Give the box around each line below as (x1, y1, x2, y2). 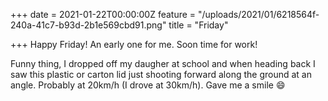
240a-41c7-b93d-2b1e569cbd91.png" (10, 19, 167, 31)
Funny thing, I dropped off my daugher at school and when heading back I (10, 58, 316, 69)
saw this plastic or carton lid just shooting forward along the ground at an (10, 69, 312, 80)
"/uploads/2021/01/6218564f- (198, 9, 320, 20)
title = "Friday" (168, 19, 229, 31)
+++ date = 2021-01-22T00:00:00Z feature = (10, 9, 197, 20)
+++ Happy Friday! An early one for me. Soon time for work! (10, 39, 258, 50)
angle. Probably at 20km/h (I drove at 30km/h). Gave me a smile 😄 (10, 79, 286, 91)
